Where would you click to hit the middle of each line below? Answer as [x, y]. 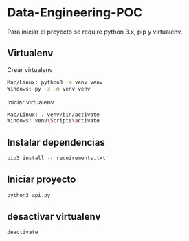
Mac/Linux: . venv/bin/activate [53, 115]
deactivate [23, 232]
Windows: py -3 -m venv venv [49, 89]
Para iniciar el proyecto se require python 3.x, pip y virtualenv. [95, 32]
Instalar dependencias [56, 142]
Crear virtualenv [30, 69]
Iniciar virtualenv [31, 102]
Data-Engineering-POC [75, 13]
